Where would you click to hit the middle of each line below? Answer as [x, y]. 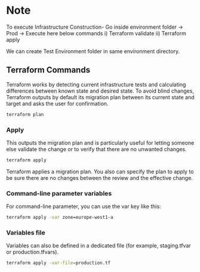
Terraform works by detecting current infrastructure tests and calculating [96, 84]
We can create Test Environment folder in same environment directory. [93, 51]
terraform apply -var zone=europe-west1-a [60, 218]
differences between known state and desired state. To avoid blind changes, [100, 91]
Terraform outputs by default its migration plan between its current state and [100, 97]
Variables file [26, 233]
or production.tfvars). [33, 252]
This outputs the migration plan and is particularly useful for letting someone [100, 143]
